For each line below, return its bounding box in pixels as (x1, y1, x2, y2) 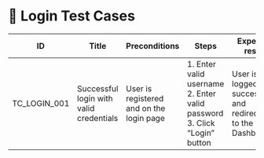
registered (125, 93, 164, 104)
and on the (125, 102, 166, 113)
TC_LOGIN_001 (12, 97, 70, 108)
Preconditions (125, 40, 180, 51)
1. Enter (187, 58, 216, 69)
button (187, 137, 211, 148)
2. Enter (187, 88, 216, 99)
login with (77, 93, 113, 104)
